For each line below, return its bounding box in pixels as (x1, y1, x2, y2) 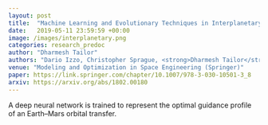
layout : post (8, 11, 52, 20)
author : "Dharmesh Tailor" (8, 49, 98, 57)
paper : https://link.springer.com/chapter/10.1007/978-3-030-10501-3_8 (8, 71, 251, 79)
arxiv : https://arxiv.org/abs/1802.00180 (8, 78, 148, 86)
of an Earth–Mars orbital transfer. (8, 108, 117, 118)
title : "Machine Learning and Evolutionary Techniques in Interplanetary (8, 19, 262, 27)
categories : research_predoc (8, 41, 105, 49)
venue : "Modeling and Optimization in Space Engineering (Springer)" (8, 64, 245, 72)
